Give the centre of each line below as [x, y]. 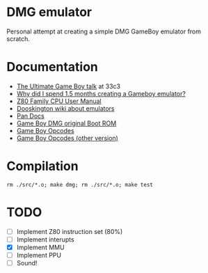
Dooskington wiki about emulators [65, 108]
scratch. [18, 38]
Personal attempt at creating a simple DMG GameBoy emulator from [104, 31]
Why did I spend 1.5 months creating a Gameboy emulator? [101, 93]
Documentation [53, 67]
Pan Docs [30, 116]
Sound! [27, 263]
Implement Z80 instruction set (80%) [70, 231]
